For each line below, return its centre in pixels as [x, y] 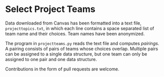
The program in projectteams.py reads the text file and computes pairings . [82, 43]
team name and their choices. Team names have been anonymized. [75, 33]
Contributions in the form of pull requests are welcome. [62, 69]
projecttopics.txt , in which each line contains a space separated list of [80, 28]
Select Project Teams [50, 9]
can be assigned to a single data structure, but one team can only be [76, 54]
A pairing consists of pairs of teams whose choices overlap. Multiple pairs [82, 48]
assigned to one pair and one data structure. [51, 59]
